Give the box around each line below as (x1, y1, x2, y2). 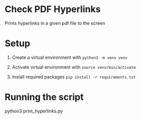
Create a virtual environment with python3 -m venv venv (12, 54, 128, 60)
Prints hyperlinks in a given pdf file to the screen (5, 20, 105, 26)
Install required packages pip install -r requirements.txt (12, 74, 136, 80)
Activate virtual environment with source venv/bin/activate (12, 64, 136, 70)
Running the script (5, 91, 84, 103)
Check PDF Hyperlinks (5, 4, 101, 15)
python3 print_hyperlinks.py (5, 108, 63, 114)
